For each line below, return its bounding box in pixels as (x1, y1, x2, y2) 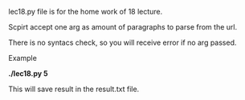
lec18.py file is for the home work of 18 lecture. (8, 7, 163, 16)
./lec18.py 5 (8, 69, 48, 78)
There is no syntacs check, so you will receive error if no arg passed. (8, 38, 237, 47)
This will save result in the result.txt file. (8, 84, 140, 94)
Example (8, 54, 38, 62)
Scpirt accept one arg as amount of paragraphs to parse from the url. (8, 22, 238, 31)
